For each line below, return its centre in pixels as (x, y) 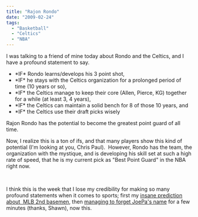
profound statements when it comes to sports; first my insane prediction (94, 195)
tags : (13, 23)
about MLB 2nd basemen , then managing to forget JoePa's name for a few (98, 202)
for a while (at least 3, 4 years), (53, 99)
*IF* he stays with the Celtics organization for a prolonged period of (98, 80)
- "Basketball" (30, 28)
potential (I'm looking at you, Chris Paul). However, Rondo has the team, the (99, 147)
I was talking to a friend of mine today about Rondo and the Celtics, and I (95, 56)
